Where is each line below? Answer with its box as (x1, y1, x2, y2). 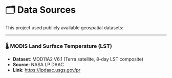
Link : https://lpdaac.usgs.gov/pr (12, 67, 81, 73)
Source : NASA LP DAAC (12, 62, 64, 68)
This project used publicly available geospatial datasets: (5, 24, 124, 31)
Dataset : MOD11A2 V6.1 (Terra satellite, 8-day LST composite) (12, 56, 144, 62)
